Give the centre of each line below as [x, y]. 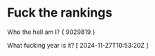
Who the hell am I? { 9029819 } [51, 32]
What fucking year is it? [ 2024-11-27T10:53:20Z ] [78, 45]
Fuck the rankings [60, 13]
